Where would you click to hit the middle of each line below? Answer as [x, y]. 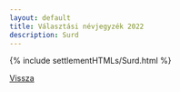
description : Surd [44, 35]
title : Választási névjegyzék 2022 [77, 26]
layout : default [40, 18]
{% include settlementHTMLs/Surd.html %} [90, 61]
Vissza [22, 78]
